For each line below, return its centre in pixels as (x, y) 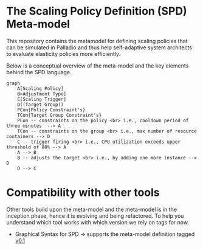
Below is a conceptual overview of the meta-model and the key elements (98, 66)
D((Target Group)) (40, 105)
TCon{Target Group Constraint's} (60, 115)
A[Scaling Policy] (40, 89)
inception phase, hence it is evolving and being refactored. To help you (95, 216)
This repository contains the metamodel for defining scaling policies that (97, 41)
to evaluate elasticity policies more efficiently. (64, 54)
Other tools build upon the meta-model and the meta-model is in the (92, 209)
